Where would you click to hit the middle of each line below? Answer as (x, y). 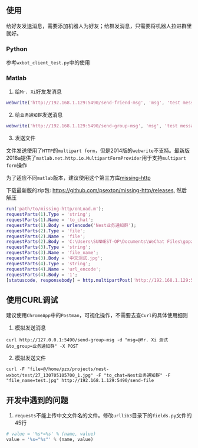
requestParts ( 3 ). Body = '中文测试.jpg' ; (55, 258)
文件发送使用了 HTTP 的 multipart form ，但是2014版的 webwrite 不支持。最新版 (98, 151)
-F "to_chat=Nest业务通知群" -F (133, 375)
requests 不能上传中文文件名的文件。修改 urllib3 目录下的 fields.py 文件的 (103, 416)
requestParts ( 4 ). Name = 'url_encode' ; (54, 269)
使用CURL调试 (32, 300)
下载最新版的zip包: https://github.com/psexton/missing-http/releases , (91, 190)
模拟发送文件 (30, 358)
